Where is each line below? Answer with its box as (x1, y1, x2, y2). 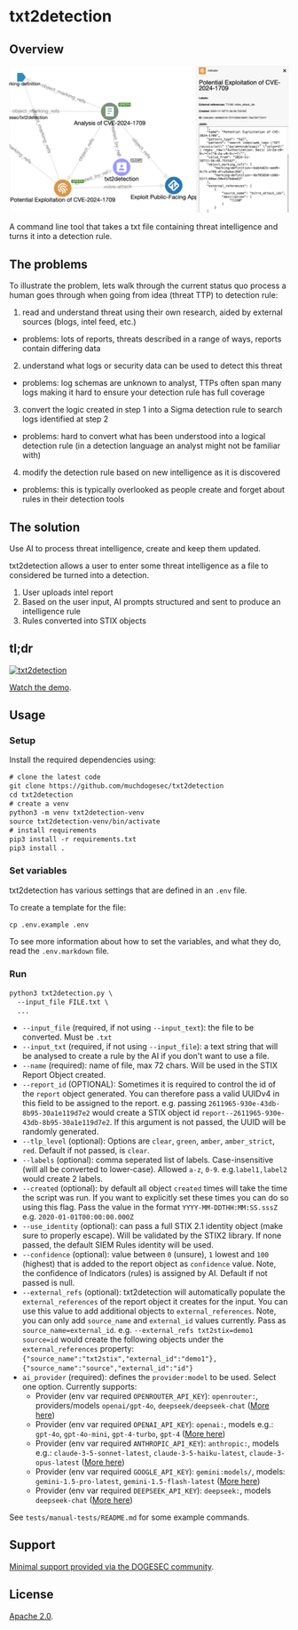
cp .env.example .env (9, 920, 90, 929)
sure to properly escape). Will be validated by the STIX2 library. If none (21, 1230, 282, 1241)
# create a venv (9, 799, 69, 808)
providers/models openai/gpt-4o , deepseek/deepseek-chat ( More (35, 1401, 270, 1411)
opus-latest (35, 1458, 80, 1468)
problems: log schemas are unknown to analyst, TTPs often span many (21, 378, 282, 389)
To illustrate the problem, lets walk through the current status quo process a (9, 280, 286, 291)
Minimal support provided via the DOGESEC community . (9, 1561, 215, 1571)
